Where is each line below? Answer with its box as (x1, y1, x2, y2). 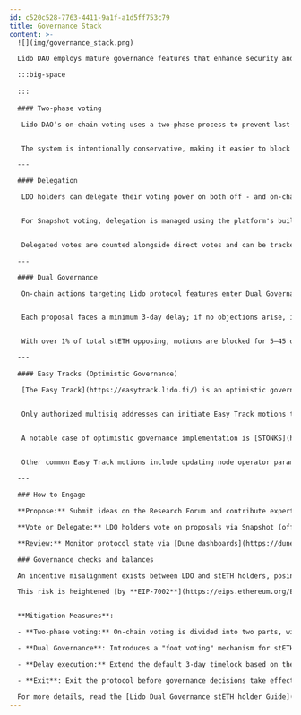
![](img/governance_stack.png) (17, 38, 134, 47)
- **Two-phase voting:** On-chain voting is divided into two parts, (17, 628, 282, 637)
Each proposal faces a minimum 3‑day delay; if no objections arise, (21, 313, 287, 323)
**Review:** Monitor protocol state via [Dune (17, 538, 194, 547)
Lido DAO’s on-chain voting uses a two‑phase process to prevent (21, 120, 271, 129)
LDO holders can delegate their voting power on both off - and (21, 193, 267, 202)
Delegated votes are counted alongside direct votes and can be (21, 240, 267, 249)
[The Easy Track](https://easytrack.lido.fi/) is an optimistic (21, 385, 267, 394)
